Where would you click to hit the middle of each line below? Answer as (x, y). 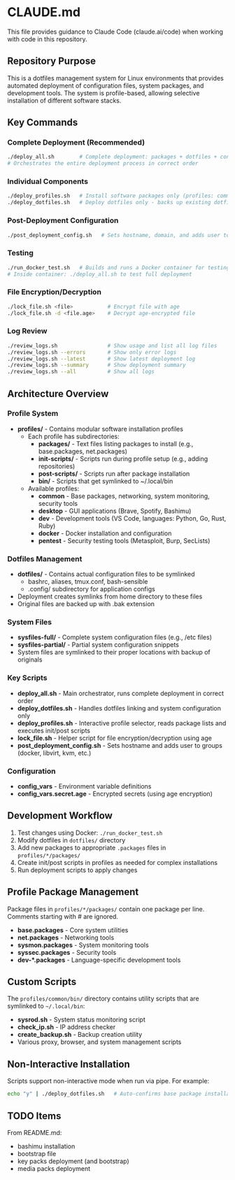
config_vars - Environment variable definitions (84, 786)
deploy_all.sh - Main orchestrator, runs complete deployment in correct (121, 693)
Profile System (33, 413)
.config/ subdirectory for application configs (91, 589)
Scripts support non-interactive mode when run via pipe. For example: (108, 1081)
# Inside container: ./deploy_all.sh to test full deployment (100, 274)
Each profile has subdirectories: (74, 436)
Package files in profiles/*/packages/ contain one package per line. (106, 909)
